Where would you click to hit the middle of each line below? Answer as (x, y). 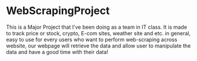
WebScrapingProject (58, 11)
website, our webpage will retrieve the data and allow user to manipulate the (98, 46)
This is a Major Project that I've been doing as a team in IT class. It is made (96, 27)
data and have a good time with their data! (57, 52)
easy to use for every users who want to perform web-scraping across (92, 39)
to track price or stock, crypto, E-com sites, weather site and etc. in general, (98, 33)
